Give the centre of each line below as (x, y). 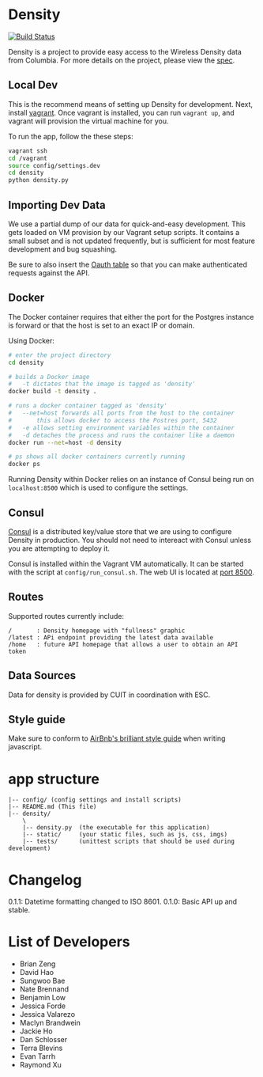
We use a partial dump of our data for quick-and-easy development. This (127, 224)
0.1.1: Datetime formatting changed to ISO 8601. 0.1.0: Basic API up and (123, 902)
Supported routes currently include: (66, 616)
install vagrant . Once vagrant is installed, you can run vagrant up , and (121, 112)
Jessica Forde (42, 1006)
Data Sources (42, 675)
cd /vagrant (28, 158)
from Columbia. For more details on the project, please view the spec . (122, 60)
